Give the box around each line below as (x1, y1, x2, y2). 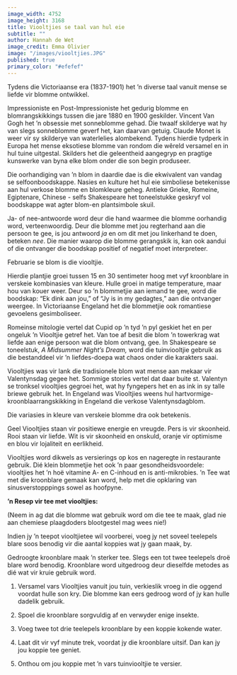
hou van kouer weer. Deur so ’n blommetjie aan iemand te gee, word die (7, 286, 217, 295)
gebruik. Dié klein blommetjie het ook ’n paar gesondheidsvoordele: (7, 460, 204, 469)
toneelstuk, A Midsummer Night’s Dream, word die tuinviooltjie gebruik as (7, 345, 222, 354)
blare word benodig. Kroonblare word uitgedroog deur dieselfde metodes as (7, 560, 229, 569)
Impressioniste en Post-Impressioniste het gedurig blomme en (7, 103, 189, 112)
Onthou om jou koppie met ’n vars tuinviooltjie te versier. (17, 659, 183, 668)
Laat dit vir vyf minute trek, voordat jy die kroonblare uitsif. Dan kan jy (17, 638, 221, 647)
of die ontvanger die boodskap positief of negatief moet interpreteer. (7, 244, 209, 252)
